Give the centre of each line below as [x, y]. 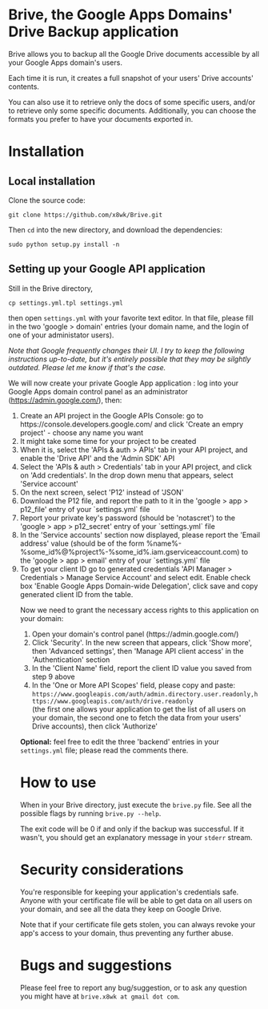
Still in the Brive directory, [51, 288]
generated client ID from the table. [76, 594]
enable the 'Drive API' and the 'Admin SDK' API [97, 458]
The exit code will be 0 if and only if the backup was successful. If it [132, 829]
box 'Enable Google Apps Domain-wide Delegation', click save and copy [139, 586]
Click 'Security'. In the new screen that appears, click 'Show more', [142, 642]
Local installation [52, 181]
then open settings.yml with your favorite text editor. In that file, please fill [131, 317]
